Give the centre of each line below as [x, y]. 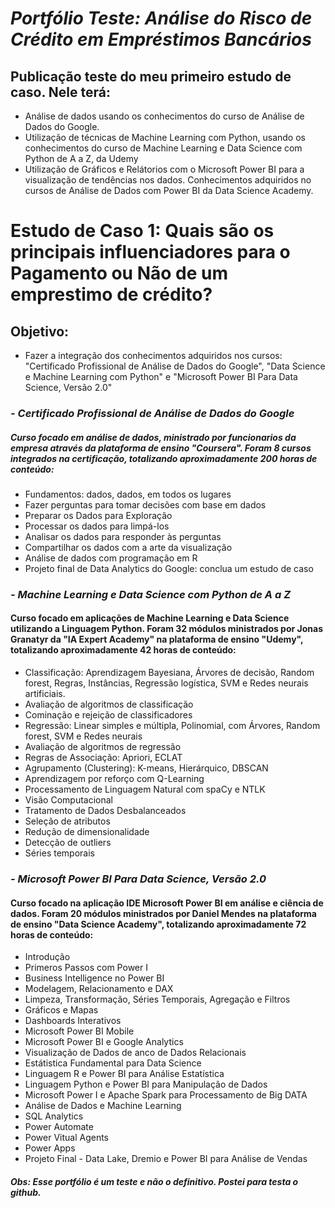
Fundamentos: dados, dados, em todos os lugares [128, 494]
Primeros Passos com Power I [86, 968]
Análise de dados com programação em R [111, 558]
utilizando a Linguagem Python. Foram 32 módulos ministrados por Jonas [167, 629]
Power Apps [50, 1148]
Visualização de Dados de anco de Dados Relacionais [135, 1053]
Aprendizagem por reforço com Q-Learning [114, 779]
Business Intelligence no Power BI [94, 978]
